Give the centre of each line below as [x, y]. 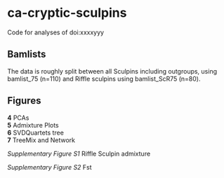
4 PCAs [18, 118]
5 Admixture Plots [33, 125]
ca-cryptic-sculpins [67, 13]
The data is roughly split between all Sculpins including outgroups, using [112, 71]
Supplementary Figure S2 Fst [50, 167]
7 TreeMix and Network [41, 140]
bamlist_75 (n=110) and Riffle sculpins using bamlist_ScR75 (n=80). [104, 78]
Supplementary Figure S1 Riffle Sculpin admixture [79, 153]
